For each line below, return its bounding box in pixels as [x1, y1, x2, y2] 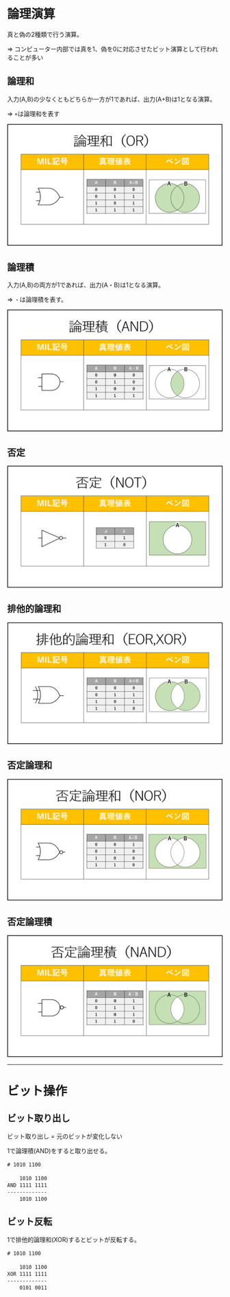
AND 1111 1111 [7, 1182, 48, 1189]
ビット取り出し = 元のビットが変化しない [7, 1132, 123, 1140]
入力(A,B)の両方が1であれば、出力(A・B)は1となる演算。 [7, 281, 164, 289]
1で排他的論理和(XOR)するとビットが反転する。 [7, 1235, 140, 1243]
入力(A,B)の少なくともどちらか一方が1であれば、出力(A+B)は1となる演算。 [7, 95, 216, 103]
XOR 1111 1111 [7, 1270, 48, 1277]
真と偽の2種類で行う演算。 [7, 30, 84, 38]
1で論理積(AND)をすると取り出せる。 [7, 1147, 112, 1155]
